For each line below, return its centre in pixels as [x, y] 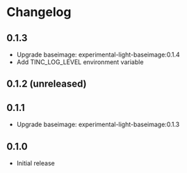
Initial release [35, 163]
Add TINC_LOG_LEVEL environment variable [80, 62]
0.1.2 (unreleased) [47, 84]
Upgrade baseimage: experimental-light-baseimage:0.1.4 [98, 54]
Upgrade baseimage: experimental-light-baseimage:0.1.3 [98, 125]
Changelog [39, 12]
